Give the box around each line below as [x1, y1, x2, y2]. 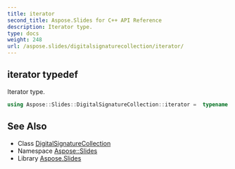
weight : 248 [7, 36, 42, 43]
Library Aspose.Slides [17, 154, 82, 162]
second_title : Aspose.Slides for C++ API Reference [7, 17, 162, 24]
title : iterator [7, 10, 55, 18]
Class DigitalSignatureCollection [17, 139, 111, 147]
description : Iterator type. [7, 23, 93, 30]
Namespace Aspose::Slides [17, 147, 98, 155]
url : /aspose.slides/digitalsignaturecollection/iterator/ [7, 43, 184, 50]
